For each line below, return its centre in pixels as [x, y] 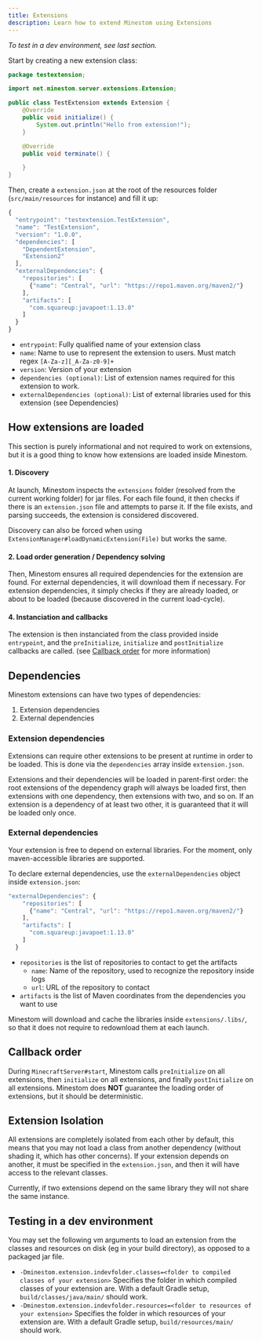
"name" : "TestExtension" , [58, 227]
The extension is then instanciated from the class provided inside [113, 634]
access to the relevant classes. [58, 1173]
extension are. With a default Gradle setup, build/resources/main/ [126, 1322]
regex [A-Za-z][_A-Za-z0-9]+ [67, 361]
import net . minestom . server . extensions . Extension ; [93, 89]
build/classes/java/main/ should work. [84, 1297]
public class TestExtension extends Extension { [89, 103]
